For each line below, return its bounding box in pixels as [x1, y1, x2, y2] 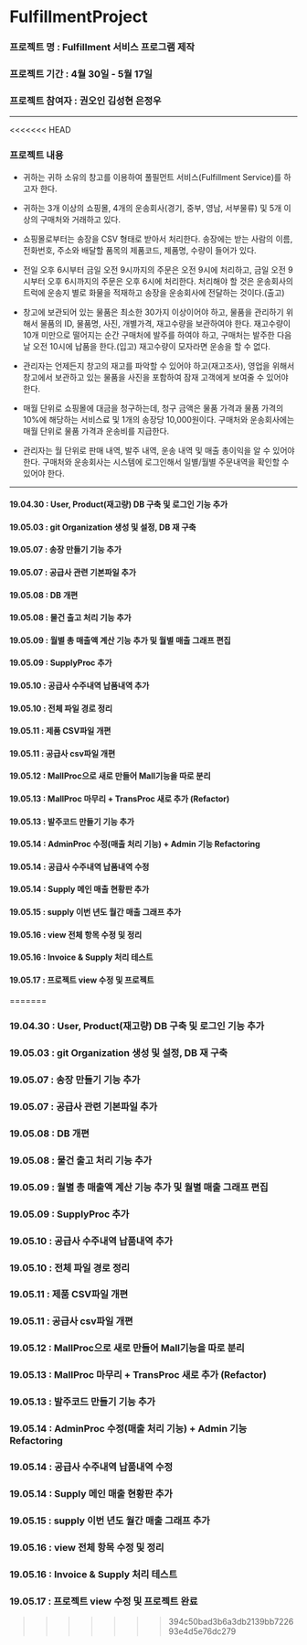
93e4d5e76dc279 [168, 1626, 237, 1637]
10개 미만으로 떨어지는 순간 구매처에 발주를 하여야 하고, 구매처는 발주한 [22, 329, 276, 340]
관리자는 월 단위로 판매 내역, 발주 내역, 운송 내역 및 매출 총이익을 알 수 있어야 [22, 445, 295, 456]
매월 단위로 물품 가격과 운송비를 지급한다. [22, 425, 170, 436]
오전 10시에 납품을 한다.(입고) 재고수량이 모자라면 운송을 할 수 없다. [32, 340, 271, 351]
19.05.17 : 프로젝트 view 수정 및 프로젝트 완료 [9, 1595, 198, 1607]
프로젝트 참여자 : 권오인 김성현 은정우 [9, 94, 162, 107]
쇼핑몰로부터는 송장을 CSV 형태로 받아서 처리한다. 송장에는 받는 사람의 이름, [22, 233, 293, 244]
